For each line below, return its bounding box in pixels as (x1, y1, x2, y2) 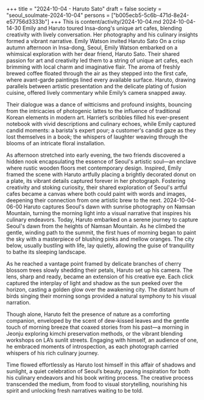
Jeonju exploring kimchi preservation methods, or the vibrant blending (6, 330, 183, 337)
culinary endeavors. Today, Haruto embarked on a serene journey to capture (6, 216, 199, 223)
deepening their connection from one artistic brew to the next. (6, 197, 163, 204)
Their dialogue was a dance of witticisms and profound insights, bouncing (6, 101, 192, 108)
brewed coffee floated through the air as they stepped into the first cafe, (6, 70, 188, 77)
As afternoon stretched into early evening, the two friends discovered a (6, 151, 186, 159)
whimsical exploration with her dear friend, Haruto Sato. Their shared (6, 50, 180, 57)
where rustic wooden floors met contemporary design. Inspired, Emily (6, 164, 181, 171)
